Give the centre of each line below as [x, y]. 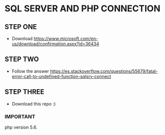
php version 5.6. [21, 127]
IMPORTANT [20, 116]
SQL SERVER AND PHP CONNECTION [82, 9]
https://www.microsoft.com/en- [66, 38]
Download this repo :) [34, 103]
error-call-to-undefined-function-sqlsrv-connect [62, 76]
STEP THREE [24, 92]
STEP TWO [22, 59]
